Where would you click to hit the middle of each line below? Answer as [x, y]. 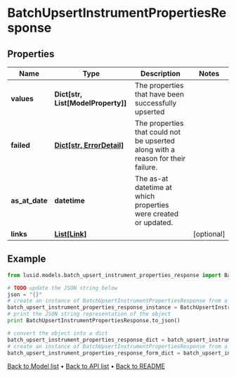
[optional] [209, 234]
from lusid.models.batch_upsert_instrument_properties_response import [114, 275]
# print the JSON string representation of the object [89, 314]
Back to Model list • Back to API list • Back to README [86, 366]
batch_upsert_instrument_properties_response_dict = [86, 340]
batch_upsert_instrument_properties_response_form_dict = [94, 353]
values [22, 98]
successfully [156, 103]
